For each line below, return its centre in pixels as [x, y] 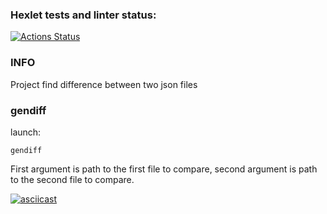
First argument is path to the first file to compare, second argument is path [164, 169]
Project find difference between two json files [104, 84]
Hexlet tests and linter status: [83, 15]
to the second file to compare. [72, 179]
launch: [26, 132]
